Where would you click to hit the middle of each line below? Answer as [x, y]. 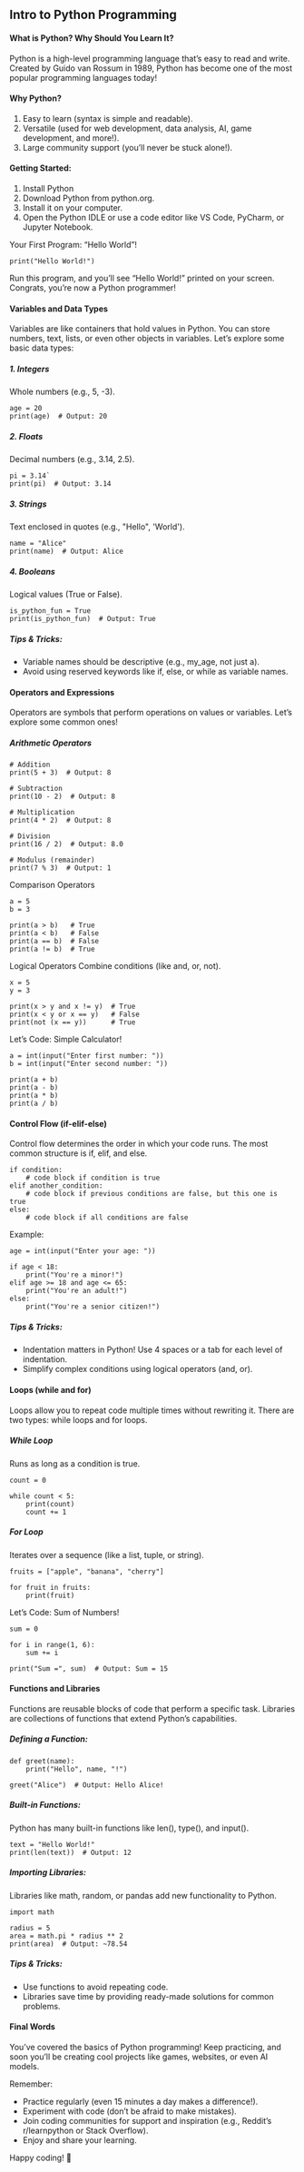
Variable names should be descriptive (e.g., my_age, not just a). [141, 662]
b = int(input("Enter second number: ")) [89, 1064]
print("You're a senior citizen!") [93, 1307]
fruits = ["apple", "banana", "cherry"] [87, 1571]
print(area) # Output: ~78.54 [69, 1944]
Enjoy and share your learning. [80, 2140]
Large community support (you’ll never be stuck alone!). [127, 147]
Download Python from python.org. [88, 198]
